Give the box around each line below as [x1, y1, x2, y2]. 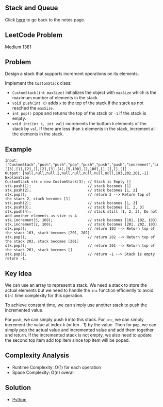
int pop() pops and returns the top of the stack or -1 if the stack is [12, 111, 147, 116]
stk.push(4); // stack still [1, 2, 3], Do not [5, 209, 158, 214]
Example [5, 145, 32, 153]
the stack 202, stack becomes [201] [5, 239, 79, 244]
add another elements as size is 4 [5, 214, 77, 219]
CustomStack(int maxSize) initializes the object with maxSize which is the [12, 90, 157, 95]
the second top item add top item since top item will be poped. [5, 337, 130, 343]
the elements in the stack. [12, 131, 64, 137]
